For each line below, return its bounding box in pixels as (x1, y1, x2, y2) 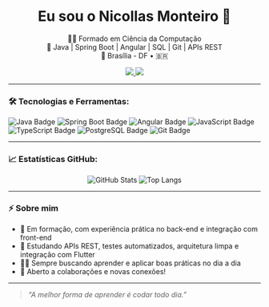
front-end (19, 232, 52, 242)
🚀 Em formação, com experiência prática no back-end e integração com (19, 224, 259, 233)
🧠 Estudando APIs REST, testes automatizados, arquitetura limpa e (19, 240, 239, 251)
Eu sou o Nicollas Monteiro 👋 (38, 7, 231, 26)
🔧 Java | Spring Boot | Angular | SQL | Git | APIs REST (46, 42, 223, 51)
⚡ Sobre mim (8, 203, 58, 214)
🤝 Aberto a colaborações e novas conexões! (19, 266, 167, 276)
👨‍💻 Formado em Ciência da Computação (67, 34, 202, 43)
